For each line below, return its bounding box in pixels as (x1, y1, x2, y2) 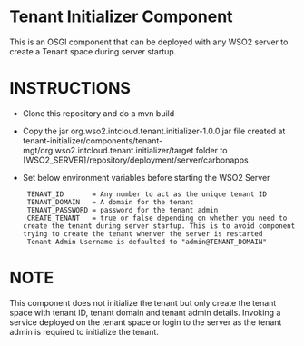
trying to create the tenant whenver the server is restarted (22, 229, 263, 238)
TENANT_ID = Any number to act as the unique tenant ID (26, 189, 268, 199)
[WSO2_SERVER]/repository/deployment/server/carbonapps (22, 154, 249, 165)
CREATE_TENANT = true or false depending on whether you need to (26, 213, 288, 222)
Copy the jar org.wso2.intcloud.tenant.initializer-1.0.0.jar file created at (22, 125, 286, 136)
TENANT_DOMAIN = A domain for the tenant (26, 197, 194, 206)
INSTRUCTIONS (9, 78, 132, 99)
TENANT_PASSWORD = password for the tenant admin (26, 205, 219, 214)
